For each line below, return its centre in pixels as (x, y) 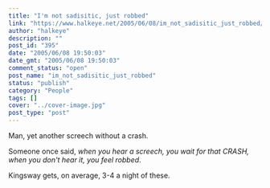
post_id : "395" (34, 46)
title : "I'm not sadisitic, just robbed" (79, 16)
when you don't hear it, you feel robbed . (75, 160)
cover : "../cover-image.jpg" (57, 105)
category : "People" (41, 90)
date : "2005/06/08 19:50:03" (57, 53)
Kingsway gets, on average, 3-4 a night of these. (89, 175)
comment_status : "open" (48, 68)
